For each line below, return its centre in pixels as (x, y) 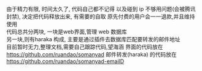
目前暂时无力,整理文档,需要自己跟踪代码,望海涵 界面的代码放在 (85, 47)
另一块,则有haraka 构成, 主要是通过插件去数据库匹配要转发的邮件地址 (93, 39)
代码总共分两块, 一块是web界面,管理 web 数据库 (67, 32)
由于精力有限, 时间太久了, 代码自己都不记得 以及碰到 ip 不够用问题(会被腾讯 (101, 9)
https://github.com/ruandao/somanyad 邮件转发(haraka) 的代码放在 (91, 54)
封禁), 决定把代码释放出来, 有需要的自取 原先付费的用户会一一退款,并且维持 (101, 16)
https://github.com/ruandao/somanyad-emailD (65, 61)
